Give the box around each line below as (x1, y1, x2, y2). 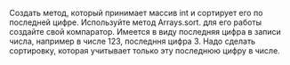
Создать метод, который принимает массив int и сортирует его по (9, 8, 263, 18)
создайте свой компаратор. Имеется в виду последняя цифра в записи (9, 27, 282, 37)
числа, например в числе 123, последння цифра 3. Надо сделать (9, 36, 256, 46)
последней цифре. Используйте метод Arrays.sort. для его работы (9, 17, 262, 28)
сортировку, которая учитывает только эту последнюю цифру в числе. (9, 45, 280, 56)
